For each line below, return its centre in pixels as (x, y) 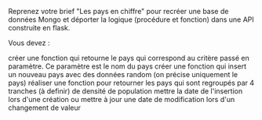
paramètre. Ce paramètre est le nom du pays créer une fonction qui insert (127, 66)
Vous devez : (29, 43)
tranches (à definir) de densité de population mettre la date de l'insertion (126, 91)
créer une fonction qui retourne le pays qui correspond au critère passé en (129, 58)
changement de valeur (44, 108)
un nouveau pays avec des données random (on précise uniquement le (123, 74)
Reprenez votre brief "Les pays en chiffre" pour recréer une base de (118, 11)
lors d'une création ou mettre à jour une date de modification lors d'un (122, 99)
